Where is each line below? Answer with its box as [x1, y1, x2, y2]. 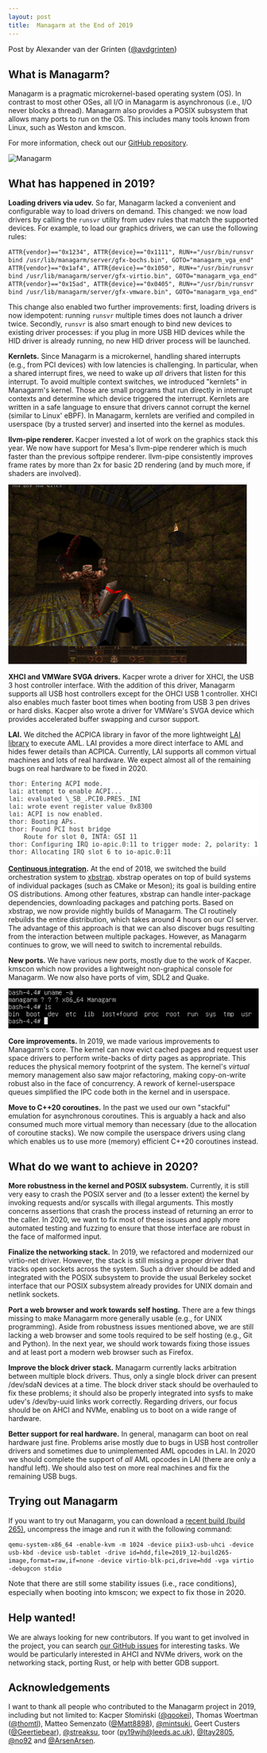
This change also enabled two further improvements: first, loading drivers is [8, 302, 257, 312]
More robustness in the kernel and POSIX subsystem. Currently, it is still [8, 1180, 249, 1190]
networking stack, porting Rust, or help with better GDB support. [8, 1657, 219, 1667]
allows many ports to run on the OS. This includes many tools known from [8, 114, 250, 124]
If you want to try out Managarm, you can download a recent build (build [8, 1515, 246, 1525]
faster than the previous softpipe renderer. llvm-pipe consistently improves [8, 451, 253, 462]
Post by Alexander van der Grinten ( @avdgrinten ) [8, 44, 177, 54]
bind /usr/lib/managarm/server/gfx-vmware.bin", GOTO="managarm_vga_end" [8, 288, 258, 297]
